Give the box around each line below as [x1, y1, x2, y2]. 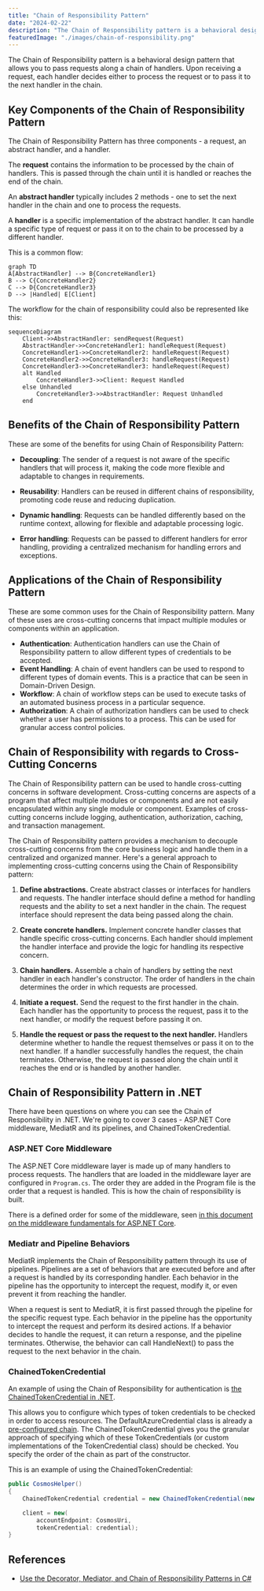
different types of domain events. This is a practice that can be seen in [19, 672, 249, 682]
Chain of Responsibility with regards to [8, 746, 203, 759]
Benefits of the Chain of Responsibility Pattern [8, 419, 240, 432]
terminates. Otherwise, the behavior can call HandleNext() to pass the [8, 1338, 234, 1347]
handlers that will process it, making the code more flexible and [19, 463, 225, 472]
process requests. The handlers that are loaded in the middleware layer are [8, 1169, 251, 1179]
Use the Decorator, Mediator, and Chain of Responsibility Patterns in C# [19, 1574, 252, 1583]
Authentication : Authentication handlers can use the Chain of [19, 639, 220, 648]
